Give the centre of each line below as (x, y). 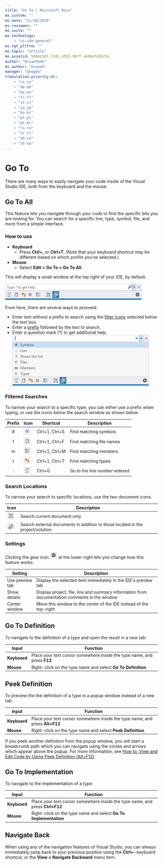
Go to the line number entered (99, 471)
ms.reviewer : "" (21, 26)
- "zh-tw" (24, 143)
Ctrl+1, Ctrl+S (50, 432)
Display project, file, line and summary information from (91, 592)
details (14, 598)
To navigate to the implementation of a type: (49, 783)
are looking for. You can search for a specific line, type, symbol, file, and (77, 219)
